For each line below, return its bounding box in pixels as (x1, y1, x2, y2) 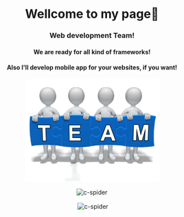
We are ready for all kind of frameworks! (33, 47, 151, 56)
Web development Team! (49, 31, 135, 41)
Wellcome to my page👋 (25, 6, 159, 22)
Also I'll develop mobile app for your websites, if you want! (6, 63, 178, 71)
